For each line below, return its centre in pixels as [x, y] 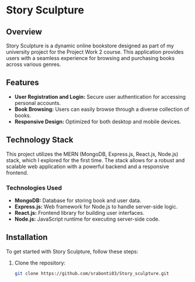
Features [22, 83]
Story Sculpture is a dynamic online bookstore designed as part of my [90, 46]
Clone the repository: [40, 263]
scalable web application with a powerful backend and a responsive [88, 166]
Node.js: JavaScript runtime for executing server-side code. [87, 219]
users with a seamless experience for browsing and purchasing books [90, 58]
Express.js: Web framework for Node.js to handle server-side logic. [96, 206]
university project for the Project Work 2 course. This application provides [95, 52]
